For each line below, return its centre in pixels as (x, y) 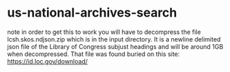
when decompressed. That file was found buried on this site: (94, 54)
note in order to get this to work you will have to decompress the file (104, 32)
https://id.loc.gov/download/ (48, 61)
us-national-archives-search (92, 13)
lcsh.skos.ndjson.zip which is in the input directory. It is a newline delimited (114, 39)
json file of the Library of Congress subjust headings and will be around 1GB (115, 46)
